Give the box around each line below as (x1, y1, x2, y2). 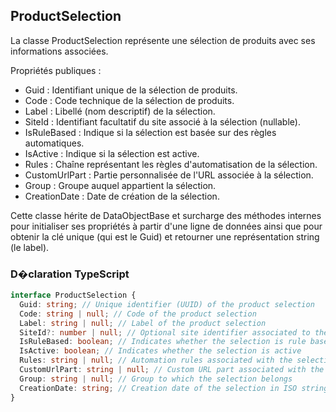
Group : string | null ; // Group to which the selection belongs (19, 374, 293, 384)
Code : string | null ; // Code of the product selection (19, 309, 257, 319)
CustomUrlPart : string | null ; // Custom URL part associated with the (19, 365, 325, 375)
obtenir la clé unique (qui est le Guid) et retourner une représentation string (10, 230, 320, 243)
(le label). (10, 241, 50, 253)
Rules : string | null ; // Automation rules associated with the (19, 355, 293, 366)
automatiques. (24, 137, 85, 149)
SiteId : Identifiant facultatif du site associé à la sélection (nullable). (24, 115, 301, 128)
